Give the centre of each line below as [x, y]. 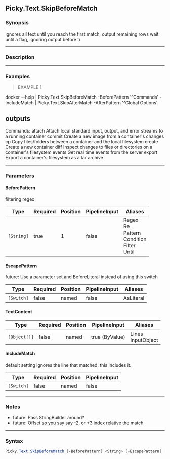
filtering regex [20, 199]
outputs [18, 119]
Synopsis [17, 23]
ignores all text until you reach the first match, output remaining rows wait [82, 34]
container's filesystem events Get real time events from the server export [81, 152]
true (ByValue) [108, 337]
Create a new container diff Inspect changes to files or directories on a [79, 147]
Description [20, 57]
